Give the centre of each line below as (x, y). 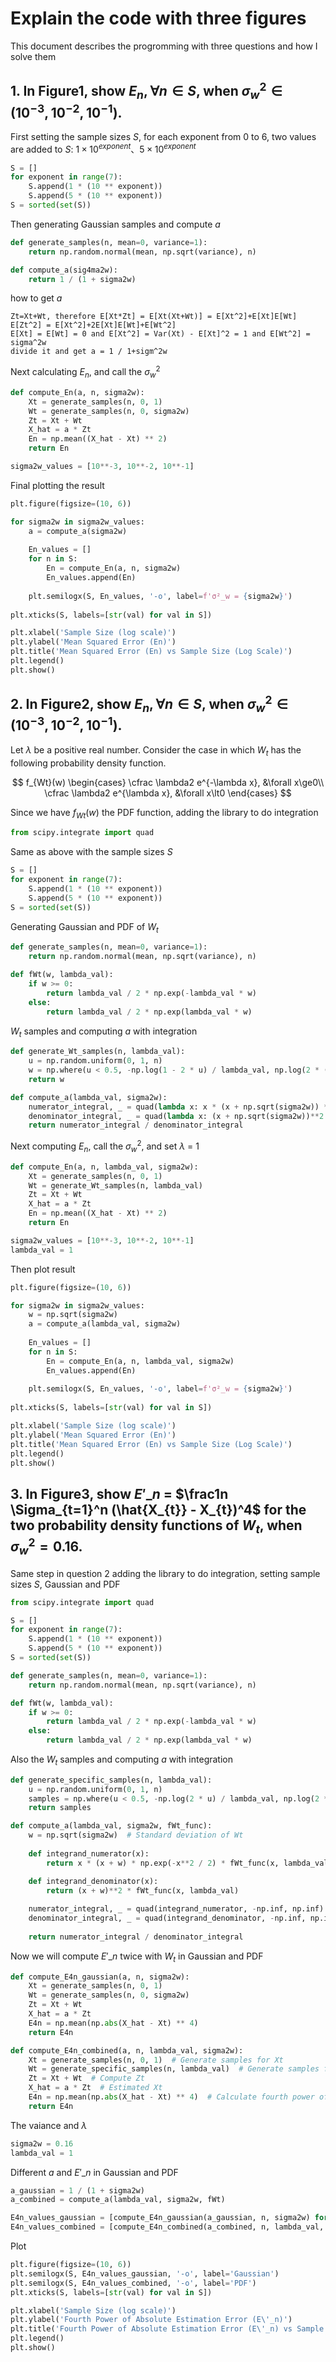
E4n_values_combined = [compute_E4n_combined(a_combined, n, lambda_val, (167, 2227)
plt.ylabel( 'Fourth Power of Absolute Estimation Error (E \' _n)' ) (151, 2320)
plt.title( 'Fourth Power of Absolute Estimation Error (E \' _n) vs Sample (167, 2329)
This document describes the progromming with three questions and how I (164, 46)
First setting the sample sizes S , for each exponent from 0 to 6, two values (163, 136)
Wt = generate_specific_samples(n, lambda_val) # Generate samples (174, 2069)
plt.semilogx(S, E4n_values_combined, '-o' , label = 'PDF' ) (133, 2283)
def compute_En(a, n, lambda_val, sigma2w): (104, 1167)
